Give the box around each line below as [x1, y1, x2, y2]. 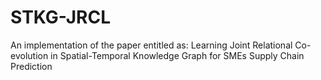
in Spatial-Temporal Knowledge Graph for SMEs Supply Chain [50, 49, 305, 61]
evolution [10, 49, 49, 61]
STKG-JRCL [10, 6, 111, 29]
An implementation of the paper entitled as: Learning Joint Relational [10, 39, 293, 51]
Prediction [10, 60, 53, 72]
